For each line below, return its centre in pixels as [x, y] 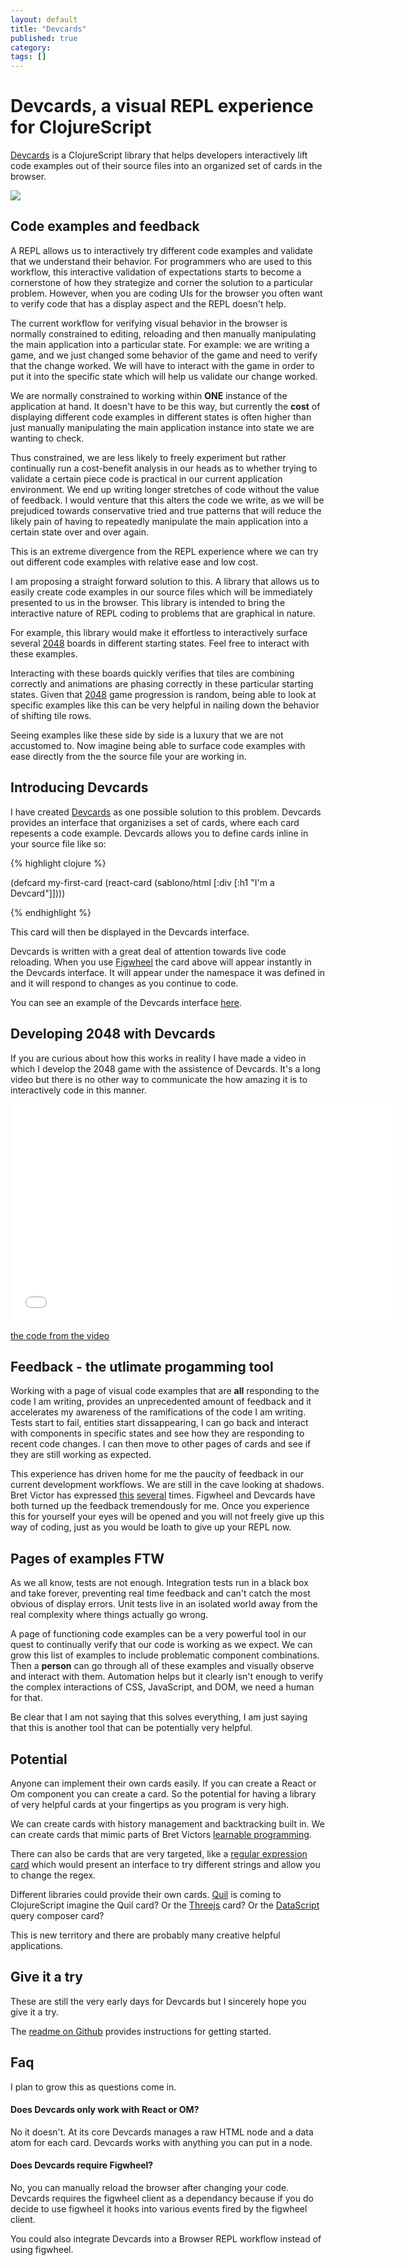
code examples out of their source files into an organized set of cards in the [166, 166]
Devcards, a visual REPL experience [162, 106]
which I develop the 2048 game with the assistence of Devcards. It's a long [165, 1068]
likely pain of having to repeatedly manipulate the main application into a [159, 521]
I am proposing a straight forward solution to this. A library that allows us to [165, 581]
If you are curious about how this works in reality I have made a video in [158, 1058]
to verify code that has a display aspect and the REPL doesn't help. [148, 303]
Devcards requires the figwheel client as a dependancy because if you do [162, 2198]
